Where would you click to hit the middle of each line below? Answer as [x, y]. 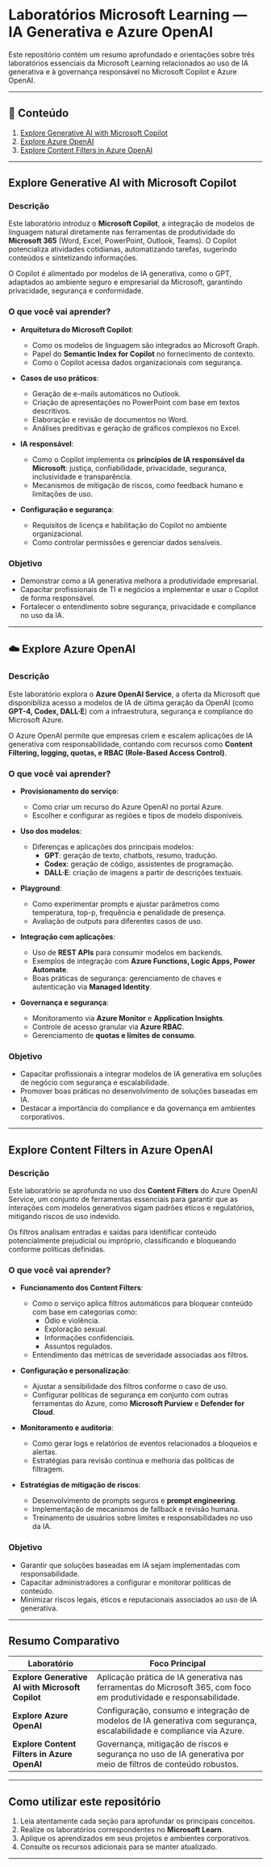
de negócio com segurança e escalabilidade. [94, 1082]
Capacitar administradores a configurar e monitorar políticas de [125, 1582]
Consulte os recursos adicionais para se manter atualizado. [119, 1847]
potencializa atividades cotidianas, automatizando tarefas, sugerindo [123, 249]
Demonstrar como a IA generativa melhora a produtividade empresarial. [139, 581]
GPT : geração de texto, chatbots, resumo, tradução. [131, 856]
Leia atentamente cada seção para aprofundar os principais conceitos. [138, 1821]
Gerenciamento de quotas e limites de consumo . [114, 1035]
